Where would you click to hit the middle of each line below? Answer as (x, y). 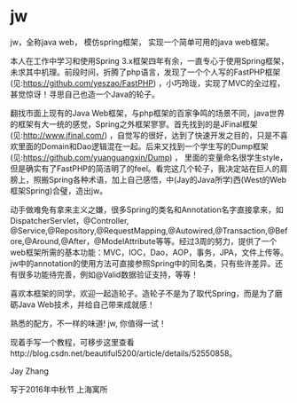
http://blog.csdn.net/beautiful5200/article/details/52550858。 (124, 353)
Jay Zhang (30, 371)
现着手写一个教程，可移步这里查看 (72, 342)
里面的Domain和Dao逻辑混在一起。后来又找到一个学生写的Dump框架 (143, 146)
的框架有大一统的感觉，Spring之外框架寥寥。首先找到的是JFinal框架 (134, 124)
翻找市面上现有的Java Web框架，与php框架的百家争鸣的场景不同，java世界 (148, 113)
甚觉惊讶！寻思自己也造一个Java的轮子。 (85, 94)
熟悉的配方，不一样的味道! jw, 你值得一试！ (88, 323)
